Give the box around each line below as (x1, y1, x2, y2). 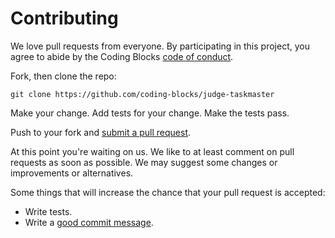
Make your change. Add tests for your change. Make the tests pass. (10, 107, 290, 119)
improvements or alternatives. (10, 167, 134, 179)
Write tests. (24, 205, 73, 217)
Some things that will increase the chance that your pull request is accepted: (10, 186, 326, 198)
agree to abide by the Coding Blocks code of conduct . (10, 50, 234, 62)
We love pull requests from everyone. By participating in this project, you (10, 40, 310, 52)
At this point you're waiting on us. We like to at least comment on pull (10, 145, 295, 157)
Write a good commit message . (24, 216, 154, 228)
